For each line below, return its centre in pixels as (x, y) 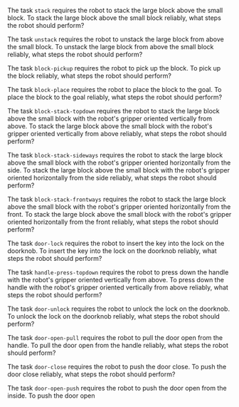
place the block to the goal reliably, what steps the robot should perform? (115, 97)
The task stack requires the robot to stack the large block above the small (115, 10)
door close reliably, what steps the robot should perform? (91, 374)
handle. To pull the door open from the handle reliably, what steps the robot (118, 345)
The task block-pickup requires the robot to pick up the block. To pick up (114, 68)
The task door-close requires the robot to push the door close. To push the (117, 367)
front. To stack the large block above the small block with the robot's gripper (119, 214)
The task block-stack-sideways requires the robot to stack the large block (115, 155)
